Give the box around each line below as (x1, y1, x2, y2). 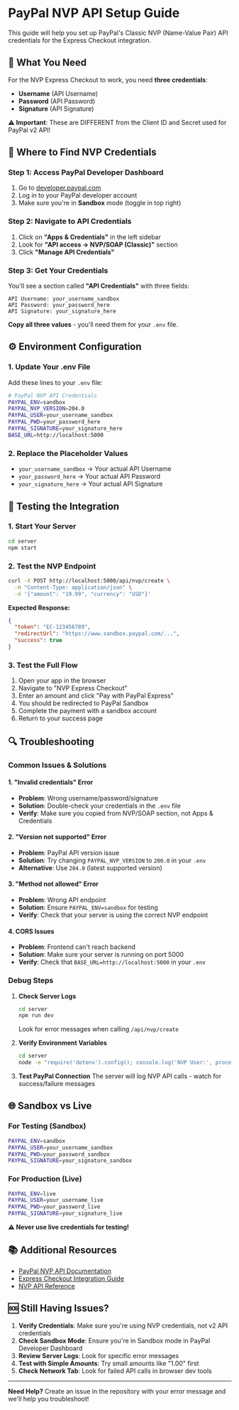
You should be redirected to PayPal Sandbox (18, 699, 149, 707)
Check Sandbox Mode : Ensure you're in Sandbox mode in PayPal (18, 1336, 211, 1345)
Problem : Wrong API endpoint (18, 896, 106, 904)
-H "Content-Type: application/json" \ (14, 584, 133, 591)
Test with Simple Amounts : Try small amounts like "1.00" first (18, 1359, 199, 1367)
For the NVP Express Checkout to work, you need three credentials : (8, 75, 208, 84)
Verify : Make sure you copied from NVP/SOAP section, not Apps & (18, 808, 213, 818)
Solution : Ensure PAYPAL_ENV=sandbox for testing (18, 904, 158, 912)
